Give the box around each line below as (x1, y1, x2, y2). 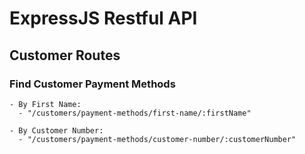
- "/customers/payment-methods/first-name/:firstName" (18, 108, 252, 118)
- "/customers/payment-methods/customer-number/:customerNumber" (18, 134, 297, 144)
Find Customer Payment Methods (9, 77, 176, 91)
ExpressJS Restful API (9, 7, 198, 30)
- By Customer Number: (9, 125, 104, 136)
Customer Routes (9, 47, 121, 64)
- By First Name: (9, 99, 82, 109)
